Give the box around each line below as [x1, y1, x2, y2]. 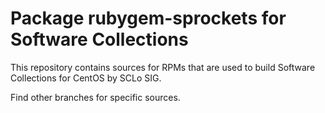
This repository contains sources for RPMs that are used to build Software [10, 61, 316, 73]
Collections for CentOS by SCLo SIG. [10, 72, 162, 84]
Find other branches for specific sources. [10, 91, 181, 103]
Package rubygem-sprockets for [10, 7, 287, 30]
